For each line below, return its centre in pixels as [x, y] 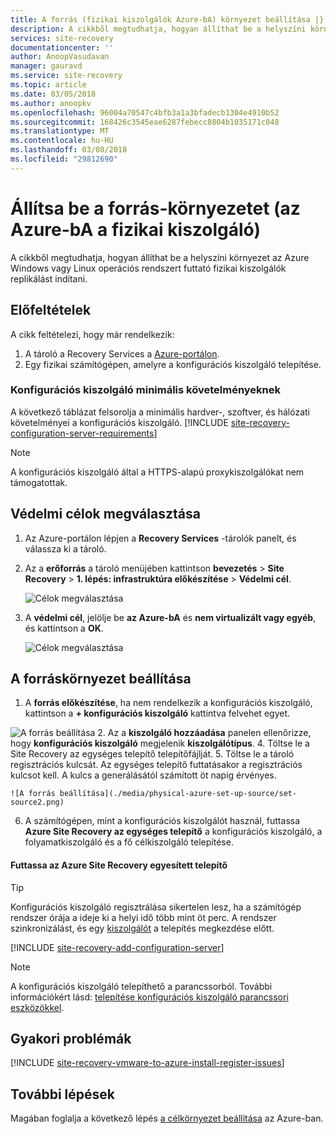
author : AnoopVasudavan [60, 57]
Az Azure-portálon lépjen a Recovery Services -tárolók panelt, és [160, 538]
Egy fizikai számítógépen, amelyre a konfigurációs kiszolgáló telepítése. [173, 364]
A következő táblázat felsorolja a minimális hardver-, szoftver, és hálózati [160, 412]
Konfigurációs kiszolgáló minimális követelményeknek [145, 390]
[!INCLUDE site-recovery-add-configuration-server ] [117, 947]
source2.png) [37, 802]
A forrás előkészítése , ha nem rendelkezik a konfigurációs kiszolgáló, [168, 703]
